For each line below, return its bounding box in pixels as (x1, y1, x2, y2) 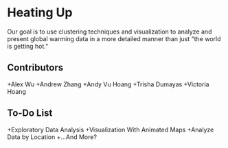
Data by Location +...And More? (7, 132, 98, 141)
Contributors (7, 62, 64, 73)
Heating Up (7, 5, 73, 21)
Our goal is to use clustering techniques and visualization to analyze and (7, 27, 212, 36)
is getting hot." (7, 42, 49, 50)
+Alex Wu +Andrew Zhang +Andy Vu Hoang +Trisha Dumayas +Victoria (7, 80, 209, 88)
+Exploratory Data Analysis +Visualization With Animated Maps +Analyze (7, 125, 214, 134)
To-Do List (7, 108, 53, 119)
